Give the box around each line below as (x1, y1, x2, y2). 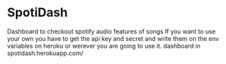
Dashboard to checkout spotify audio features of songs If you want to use (7, 27, 216, 35)
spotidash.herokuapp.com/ (7, 49, 84, 57)
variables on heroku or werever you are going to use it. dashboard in (7, 42, 201, 50)
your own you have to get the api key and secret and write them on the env (7, 34, 220, 42)
